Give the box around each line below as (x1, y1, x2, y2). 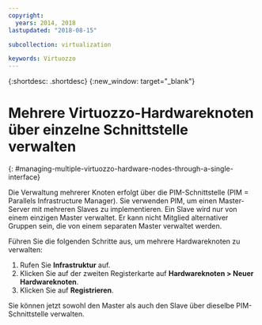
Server (8, 205, 30, 214)
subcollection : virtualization (8, 40, 112, 48)
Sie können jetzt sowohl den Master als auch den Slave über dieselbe (8, 301, 235, 311)
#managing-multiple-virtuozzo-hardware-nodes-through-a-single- (14, 164, 234, 174)
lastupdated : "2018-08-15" (8, 26, 97, 34)
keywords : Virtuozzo (8, 55, 77, 63)
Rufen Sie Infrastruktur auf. (19, 260, 111, 270)
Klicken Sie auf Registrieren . (19, 285, 114, 295)
